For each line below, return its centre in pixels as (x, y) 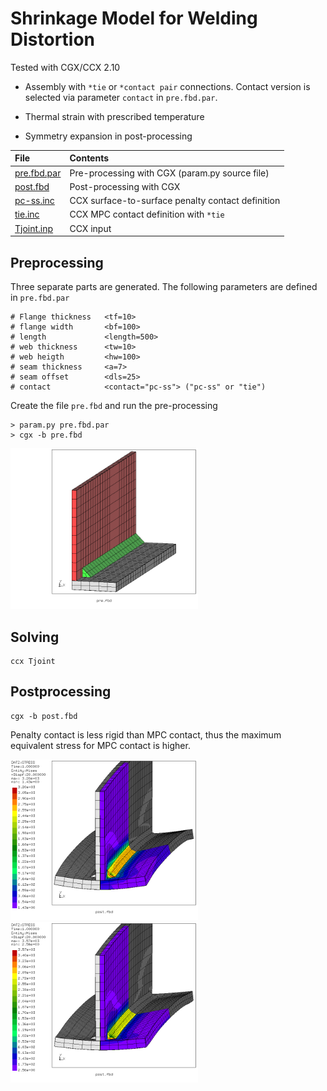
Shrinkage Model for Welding (134, 18)
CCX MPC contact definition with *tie (147, 214)
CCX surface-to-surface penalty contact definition (175, 201)
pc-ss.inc (34, 201)
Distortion (53, 39)
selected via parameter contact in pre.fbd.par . (121, 97)
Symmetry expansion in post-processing (108, 136)
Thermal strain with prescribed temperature (114, 116)
